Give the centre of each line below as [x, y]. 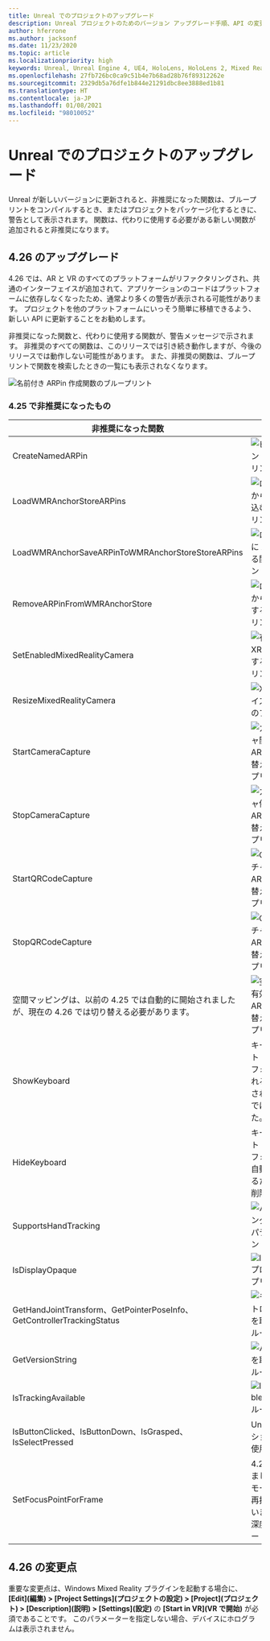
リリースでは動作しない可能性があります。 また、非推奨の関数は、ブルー [128, 356]
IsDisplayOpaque [45, 1271]
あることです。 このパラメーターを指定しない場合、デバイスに [125, 1618]
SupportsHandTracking [56, 1226]
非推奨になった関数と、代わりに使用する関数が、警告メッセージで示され [128, 336]
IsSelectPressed [43, 1442]
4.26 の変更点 [43, 1567]
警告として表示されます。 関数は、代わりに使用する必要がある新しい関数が [132, 219]
